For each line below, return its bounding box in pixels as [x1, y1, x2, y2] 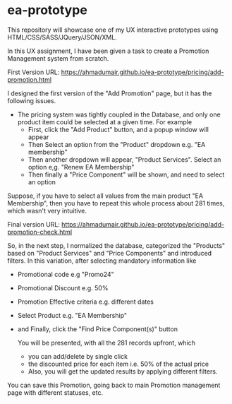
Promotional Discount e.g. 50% [17, 283, 109, 292]
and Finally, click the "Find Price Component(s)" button [17, 324, 178, 333]
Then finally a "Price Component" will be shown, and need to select [28, 170, 225, 179]
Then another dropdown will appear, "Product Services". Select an [28, 155, 221, 164]
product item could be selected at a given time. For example [17, 117, 193, 126]
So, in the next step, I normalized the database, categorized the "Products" [7, 241, 226, 249]
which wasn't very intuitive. [7, 206, 87, 215]
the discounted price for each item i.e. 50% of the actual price [28, 360, 209, 368]
